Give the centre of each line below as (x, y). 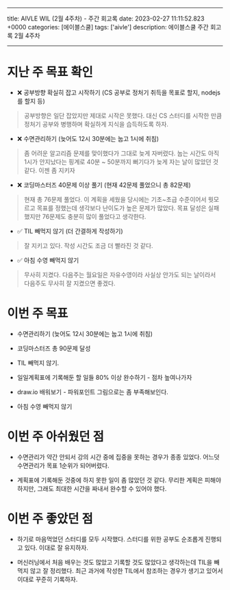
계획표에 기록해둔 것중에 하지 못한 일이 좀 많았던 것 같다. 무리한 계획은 (110, 480)
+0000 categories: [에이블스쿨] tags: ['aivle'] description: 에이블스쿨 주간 (108, 27)
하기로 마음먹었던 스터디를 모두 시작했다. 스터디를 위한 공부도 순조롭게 (110, 539)
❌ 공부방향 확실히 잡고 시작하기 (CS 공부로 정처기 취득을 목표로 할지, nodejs (119, 92)
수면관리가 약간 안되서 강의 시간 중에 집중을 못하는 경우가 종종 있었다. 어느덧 (118, 457)
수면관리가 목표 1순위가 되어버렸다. (63, 465)
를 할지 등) (31, 101)
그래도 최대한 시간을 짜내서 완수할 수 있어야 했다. (102, 488)
